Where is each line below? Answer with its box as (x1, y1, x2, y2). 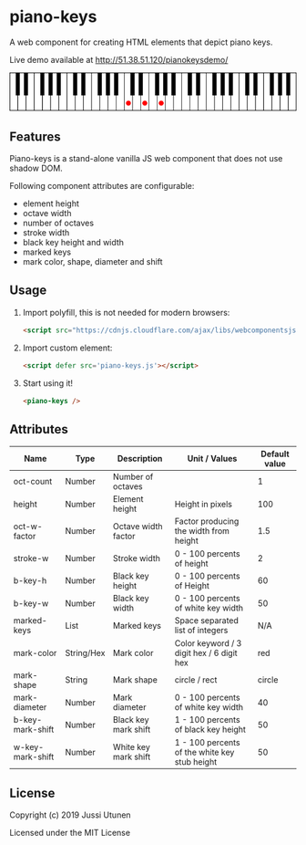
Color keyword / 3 (174, 637, 242, 649)
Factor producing (174, 516, 240, 527)
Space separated (174, 615, 240, 626)
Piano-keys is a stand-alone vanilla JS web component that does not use (9, 152, 283, 163)
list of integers (174, 625, 229, 636)
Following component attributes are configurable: (9, 180, 195, 191)
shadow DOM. (9, 162, 64, 173)
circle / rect (174, 674, 218, 685)
